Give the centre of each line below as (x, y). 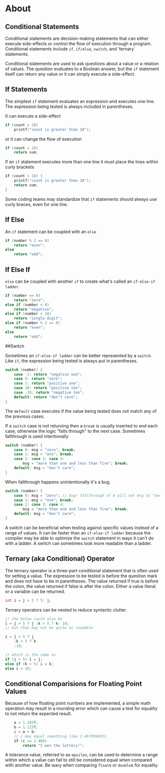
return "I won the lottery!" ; (54, 746)
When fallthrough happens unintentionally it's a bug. (58, 482)
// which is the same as (30, 655)
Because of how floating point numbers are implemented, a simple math (78, 703)
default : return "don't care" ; (46, 397)
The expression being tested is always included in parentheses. (69, 107)
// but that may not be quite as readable (49, 628)
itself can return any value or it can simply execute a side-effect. (70, 74)
